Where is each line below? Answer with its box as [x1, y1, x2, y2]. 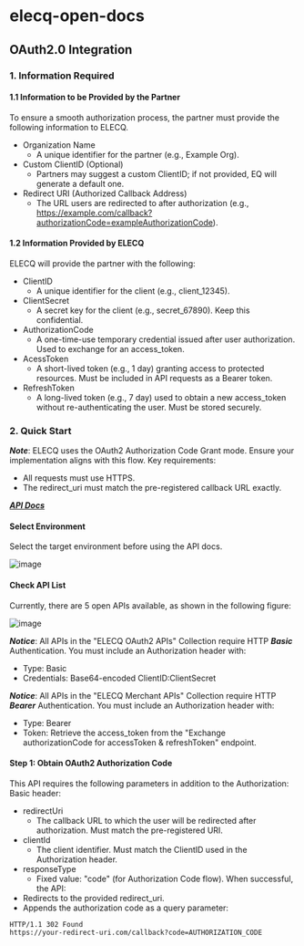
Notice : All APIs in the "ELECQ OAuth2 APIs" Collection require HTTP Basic [9, 635, 293, 646]
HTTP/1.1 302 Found [9, 920, 84, 929]
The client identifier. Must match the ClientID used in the [35, 844, 248, 855]
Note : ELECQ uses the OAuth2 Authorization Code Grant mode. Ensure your [9, 445, 294, 456]
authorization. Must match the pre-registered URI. [35, 825, 223, 836]
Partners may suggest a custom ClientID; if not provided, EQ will [35, 168, 278, 179]
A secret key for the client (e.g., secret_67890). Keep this [35, 305, 250, 316]
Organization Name [22, 139, 96, 151]
